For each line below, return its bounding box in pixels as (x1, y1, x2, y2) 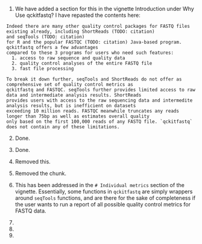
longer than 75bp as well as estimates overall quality (6, 113, 150, 119)
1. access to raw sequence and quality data (11, 55, 125, 61)
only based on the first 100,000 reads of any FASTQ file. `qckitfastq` (6, 119, 193, 125)
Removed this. (14, 158, 51, 165)
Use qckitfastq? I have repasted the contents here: (14, 12, 140, 19)
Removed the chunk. (14, 170, 66, 177)
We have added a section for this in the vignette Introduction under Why (14, 5, 194, 12)
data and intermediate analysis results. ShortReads (6, 92, 142, 98)
